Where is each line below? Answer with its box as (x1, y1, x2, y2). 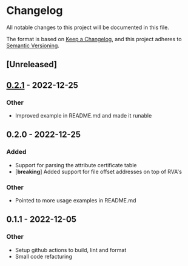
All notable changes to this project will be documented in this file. (6, 24, 170, 31)
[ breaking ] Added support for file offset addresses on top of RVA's (15, 168, 182, 175)
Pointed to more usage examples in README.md (15, 197, 136, 204)
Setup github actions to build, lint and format (15, 246, 127, 253)
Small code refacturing (15, 253, 73, 260)
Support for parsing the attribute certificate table (15, 161, 137, 168)
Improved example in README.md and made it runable (15, 112, 152, 119)
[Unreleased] (6, 59, 58, 70)
